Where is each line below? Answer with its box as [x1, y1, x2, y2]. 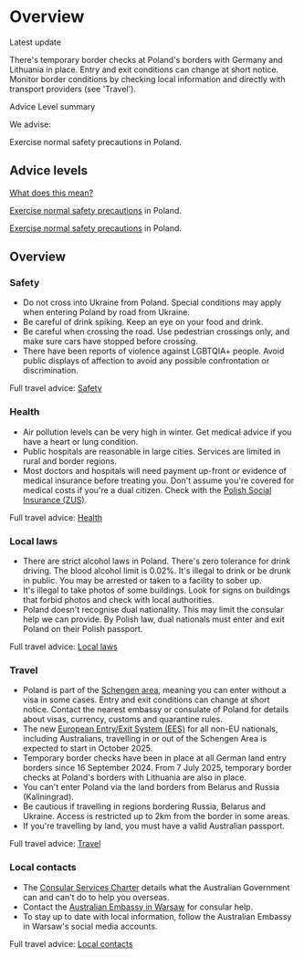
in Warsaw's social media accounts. [22, 921, 158, 932]
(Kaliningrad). [22, 792, 75, 803]
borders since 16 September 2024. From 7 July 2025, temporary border [22, 763, 292, 774]
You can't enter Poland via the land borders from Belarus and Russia [22, 782, 280, 793]
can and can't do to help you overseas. [22, 891, 170, 902]
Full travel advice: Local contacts [9, 938, 133, 949]
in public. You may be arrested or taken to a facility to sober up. [22, 575, 262, 586]
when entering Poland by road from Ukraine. [22, 307, 190, 318]
